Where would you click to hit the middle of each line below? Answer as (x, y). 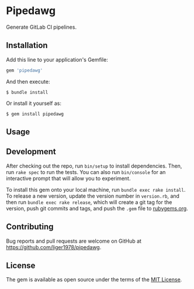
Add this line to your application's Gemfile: (57, 59)
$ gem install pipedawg (35, 114)
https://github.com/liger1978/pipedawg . (54, 247)
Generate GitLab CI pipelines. (41, 27)
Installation (27, 45)
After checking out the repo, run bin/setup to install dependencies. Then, (94, 166)
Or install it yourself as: (34, 103)
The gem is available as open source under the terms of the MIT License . (94, 280)
